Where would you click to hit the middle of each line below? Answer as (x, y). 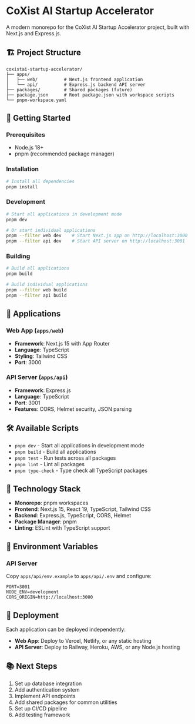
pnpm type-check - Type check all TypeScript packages (81, 470)
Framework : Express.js (43, 390)
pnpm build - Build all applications (55, 451)
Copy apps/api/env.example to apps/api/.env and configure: (79, 576)
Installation (23, 169)
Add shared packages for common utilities (66, 702)
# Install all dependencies (41, 181)
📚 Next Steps (32, 666)
